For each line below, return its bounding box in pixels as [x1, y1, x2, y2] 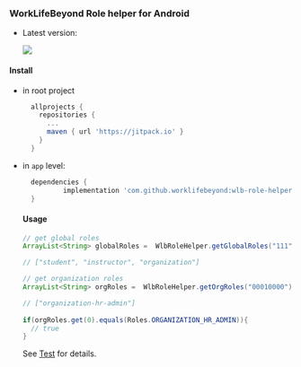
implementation [62, 186, 120, 195]
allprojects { [31, 102, 84, 111]
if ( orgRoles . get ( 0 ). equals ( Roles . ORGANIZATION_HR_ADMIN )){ [22, 315, 249, 325]
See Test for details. [22, 348, 97, 359]
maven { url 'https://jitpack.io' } [46, 127, 184, 136]
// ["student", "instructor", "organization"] [22, 258, 200, 267]
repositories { [39, 110, 96, 119]
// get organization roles [22, 275, 124, 284]
